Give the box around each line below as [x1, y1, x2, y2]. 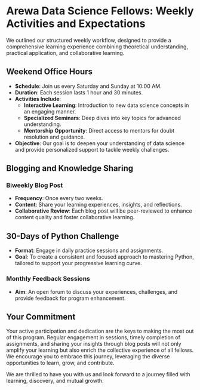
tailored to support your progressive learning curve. [14, 260, 142, 267]
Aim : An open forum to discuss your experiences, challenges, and [14, 288, 178, 295]
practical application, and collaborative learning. [6, 49, 125, 56]
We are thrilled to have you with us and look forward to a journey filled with [6, 371, 190, 378]
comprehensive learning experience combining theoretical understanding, [6, 43, 189, 50]
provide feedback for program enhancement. [14, 294, 126, 302]
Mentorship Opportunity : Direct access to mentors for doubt [23, 127, 175, 134]
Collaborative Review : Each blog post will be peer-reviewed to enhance [14, 207, 192, 214]
